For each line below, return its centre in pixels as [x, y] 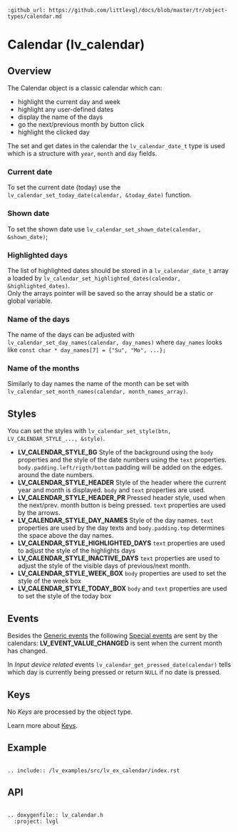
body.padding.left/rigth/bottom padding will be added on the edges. [120, 467]
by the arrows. [39, 513]
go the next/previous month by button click [81, 124]
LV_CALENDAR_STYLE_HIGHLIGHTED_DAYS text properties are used [121, 543]
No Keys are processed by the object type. [70, 712]
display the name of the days [60, 117]
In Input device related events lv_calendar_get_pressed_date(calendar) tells [119, 665]
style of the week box [50, 581]
